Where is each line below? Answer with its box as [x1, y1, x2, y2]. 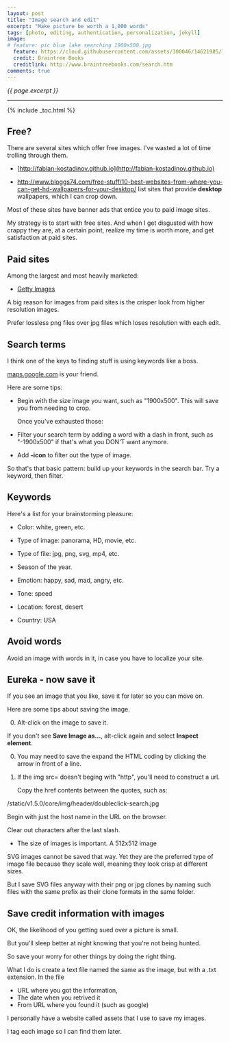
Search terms [7, 339, 66, 350]
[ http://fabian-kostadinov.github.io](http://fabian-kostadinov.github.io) [16, 165, 215, 173]
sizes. [7, 867, 24, 875]
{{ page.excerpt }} [7, 86, 59, 95]
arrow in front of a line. [16, 760, 82, 768]
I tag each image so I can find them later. [7, 1028, 122, 1036]
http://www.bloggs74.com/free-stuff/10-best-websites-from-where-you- [16, 178, 223, 186]
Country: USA [16, 616, 56, 624]
